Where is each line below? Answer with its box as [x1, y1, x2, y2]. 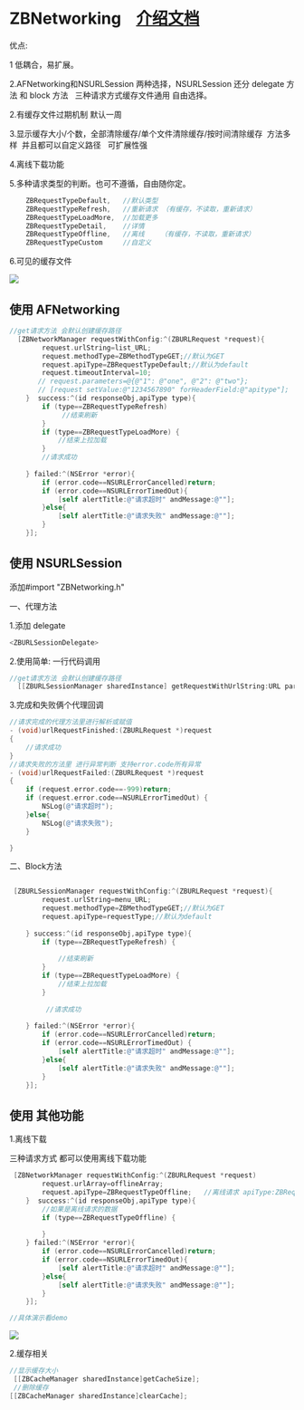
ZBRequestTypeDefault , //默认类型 [25, 196, 158, 205]
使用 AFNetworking [9, 302, 120, 317]
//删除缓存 [13, 1383, 50, 1392]
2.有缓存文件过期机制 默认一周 [9, 109, 122, 120]
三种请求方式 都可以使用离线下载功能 [9, 1153, 147, 1164]
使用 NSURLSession [9, 556, 123, 571]
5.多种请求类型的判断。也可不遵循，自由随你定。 [9, 177, 191, 188]
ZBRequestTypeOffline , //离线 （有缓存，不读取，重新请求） [25, 230, 255, 239]
